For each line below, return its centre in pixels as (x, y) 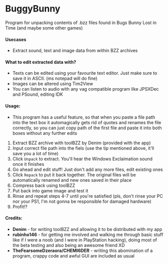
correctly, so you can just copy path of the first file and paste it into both (87, 128)
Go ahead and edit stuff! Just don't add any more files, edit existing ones (88, 169)
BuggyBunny (33, 9)
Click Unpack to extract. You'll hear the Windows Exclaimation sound (82, 159)
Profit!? (20, 206)
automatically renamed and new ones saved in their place (72, 180)
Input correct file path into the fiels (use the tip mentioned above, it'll (83, 148)
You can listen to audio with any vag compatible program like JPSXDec (86, 89)
